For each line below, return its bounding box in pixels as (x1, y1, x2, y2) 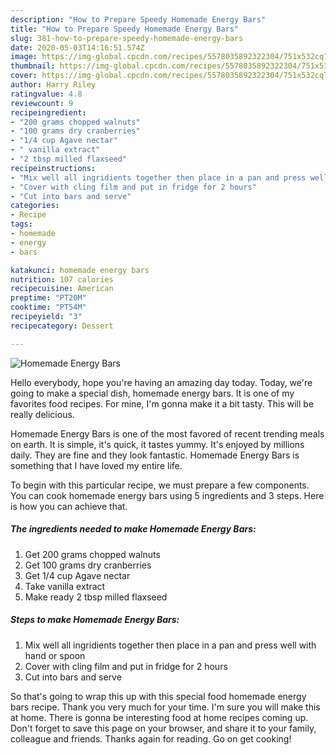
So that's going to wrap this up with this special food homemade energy (10, 690, 307, 702)
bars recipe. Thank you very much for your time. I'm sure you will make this (10, 701, 321, 713)
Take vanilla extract (24, 580, 106, 592)
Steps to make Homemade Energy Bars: (10, 614, 180, 626)
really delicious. (10, 408, 75, 420)
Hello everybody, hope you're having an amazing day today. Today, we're (10, 376, 313, 388)
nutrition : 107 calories (10, 274, 114, 285)
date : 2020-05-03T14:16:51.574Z (10, 42, 145, 53)
